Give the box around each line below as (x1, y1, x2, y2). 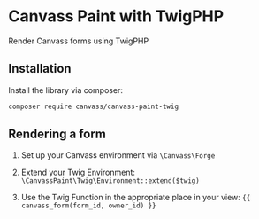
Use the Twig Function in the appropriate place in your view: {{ (20, 192, 251, 203)
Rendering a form (8, 127, 107, 142)
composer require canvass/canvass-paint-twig (8, 102, 179, 111)
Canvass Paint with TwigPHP (8, 6, 225, 27)
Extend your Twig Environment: (20, 167, 136, 178)
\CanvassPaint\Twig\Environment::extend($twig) (20, 176, 200, 185)
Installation (8, 61, 72, 76)
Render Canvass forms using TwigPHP (8, 35, 149, 46)
